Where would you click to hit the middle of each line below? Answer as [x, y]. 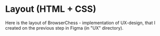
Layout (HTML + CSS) [51, 9]
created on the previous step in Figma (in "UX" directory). [64, 28]
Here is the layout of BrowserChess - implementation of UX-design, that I [80, 23]
